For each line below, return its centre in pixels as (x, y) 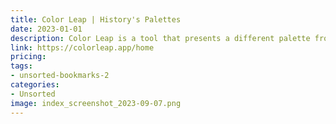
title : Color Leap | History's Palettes (96, 19)
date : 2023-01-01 (46, 29)
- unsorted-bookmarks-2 (60, 76)
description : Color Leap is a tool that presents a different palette (160, 38)
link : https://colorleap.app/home (82, 47)
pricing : (28, 57)
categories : (35, 85)
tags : (21, 66)
